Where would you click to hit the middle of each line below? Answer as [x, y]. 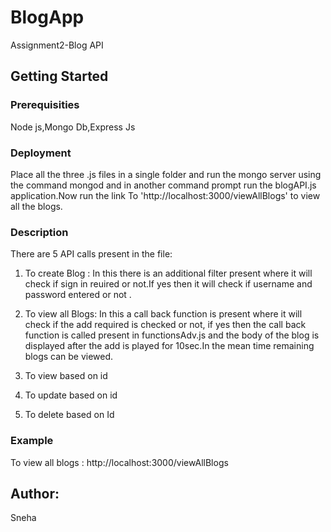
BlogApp [47, 17]
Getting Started [59, 76]
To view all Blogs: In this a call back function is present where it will [163, 314]
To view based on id [66, 376]
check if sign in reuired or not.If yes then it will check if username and [168, 284]
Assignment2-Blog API [57, 45]
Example [32, 441]
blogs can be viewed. [69, 357]
